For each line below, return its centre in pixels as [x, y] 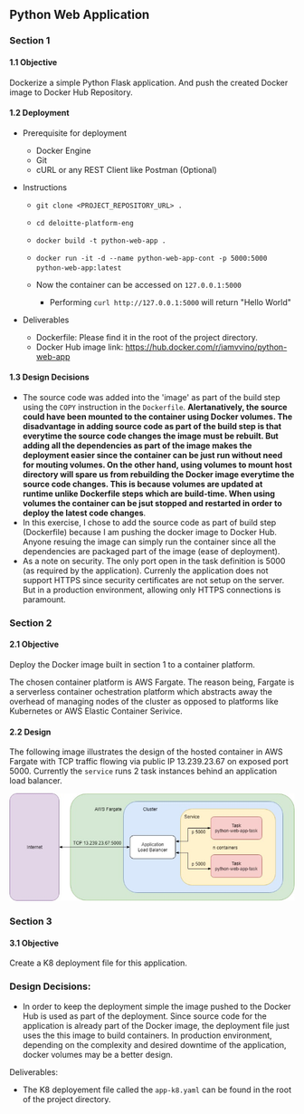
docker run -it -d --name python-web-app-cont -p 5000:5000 [152, 258]
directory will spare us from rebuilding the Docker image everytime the [158, 474]
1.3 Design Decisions [49, 377]
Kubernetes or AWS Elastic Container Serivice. [96, 711]
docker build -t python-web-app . [101, 240]
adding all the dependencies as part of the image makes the [137, 445]
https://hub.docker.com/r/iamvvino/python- [206, 347]
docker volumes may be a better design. [98, 1054]
